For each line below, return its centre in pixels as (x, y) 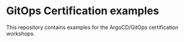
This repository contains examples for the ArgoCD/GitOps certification (92, 27)
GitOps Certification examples (83, 11)
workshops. (21, 33)
